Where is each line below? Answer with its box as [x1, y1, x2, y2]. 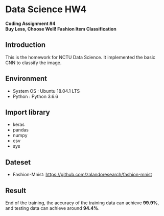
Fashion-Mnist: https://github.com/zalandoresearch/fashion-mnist [12, 172, 152, 178]
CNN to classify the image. [5, 60, 62, 66]
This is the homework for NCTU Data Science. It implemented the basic [5, 54, 156, 60]
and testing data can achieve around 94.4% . [5, 205, 100, 211]
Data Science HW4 [5, 4, 87, 15]
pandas [12, 127, 29, 133]
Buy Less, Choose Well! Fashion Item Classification [5, 25, 116, 32]
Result [5, 186, 27, 195]
